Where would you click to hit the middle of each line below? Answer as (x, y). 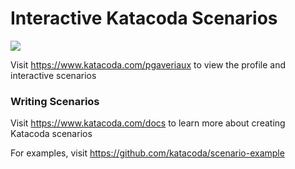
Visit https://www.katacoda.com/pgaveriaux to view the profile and (148, 64)
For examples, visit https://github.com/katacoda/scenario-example (147, 153)
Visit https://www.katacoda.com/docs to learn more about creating (148, 123)
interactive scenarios (53, 75)
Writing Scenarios (55, 101)
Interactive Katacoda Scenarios (144, 18)
